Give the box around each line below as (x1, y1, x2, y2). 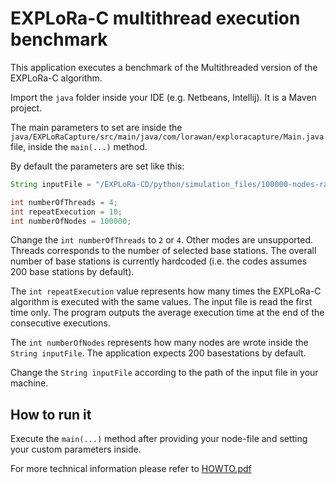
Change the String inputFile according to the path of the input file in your (10, 367, 319, 379)
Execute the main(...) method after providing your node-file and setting (10, 433, 308, 445)
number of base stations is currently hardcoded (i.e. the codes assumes (10, 255, 308, 267)
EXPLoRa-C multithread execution (10, 7, 301, 30)
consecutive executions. (10, 317, 111, 329)
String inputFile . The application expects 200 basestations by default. (10, 347, 307, 359)
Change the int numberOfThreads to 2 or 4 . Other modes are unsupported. (10, 234, 314, 246)
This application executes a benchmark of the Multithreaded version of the (10, 61, 318, 73)
